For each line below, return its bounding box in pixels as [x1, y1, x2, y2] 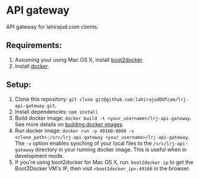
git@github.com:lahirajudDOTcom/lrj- [95, 96, 189, 103]
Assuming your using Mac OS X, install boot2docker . [14, 56, 144, 63]
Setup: [6, 80, 31, 90]
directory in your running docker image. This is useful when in [34, 146, 187, 153]
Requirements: [6, 40, 62, 50]
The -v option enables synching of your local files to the [14, 139, 153, 147]
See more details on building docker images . [14, 120, 124, 128]
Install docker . [14, 62, 49, 69]
